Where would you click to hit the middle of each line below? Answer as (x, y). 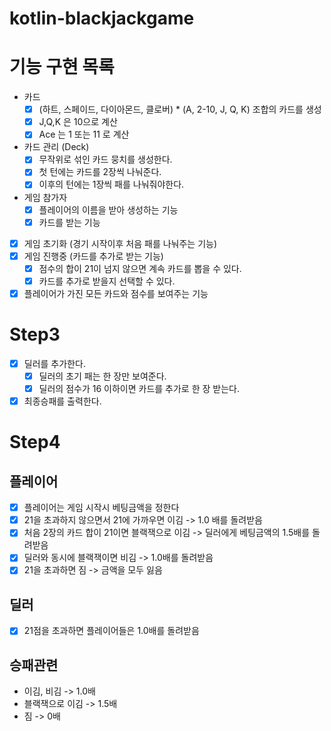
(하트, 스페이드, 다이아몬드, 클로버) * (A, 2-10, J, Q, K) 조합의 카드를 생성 (180, 109)
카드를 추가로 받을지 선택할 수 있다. (107, 281)
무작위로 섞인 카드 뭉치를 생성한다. (105, 159)
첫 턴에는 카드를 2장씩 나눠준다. (100, 172)
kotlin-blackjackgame (102, 18)
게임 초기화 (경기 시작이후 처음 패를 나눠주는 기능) (120, 243)
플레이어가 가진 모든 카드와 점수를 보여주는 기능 (116, 293)
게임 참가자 (45, 197)
